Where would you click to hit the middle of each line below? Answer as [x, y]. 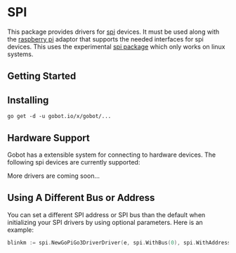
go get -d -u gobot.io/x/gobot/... [59, 117]
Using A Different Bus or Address [81, 198]
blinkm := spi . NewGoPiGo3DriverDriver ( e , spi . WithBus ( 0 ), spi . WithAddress [119, 242]
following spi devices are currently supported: [74, 162]
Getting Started [42, 76]
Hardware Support [48, 138]
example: [20, 230]
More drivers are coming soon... [54, 176]
